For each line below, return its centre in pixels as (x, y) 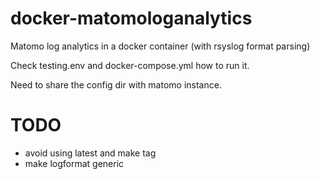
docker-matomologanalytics (131, 18)
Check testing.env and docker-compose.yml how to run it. (130, 65)
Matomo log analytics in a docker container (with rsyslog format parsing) (160, 46)
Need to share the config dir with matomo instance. (116, 84)
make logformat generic (74, 163)
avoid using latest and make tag (90, 153)
